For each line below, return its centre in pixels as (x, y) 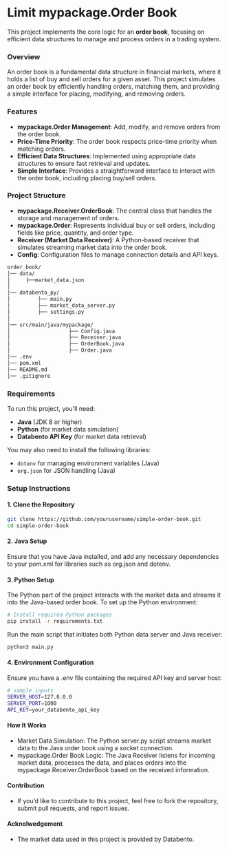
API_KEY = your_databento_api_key (53, 710)
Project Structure (36, 195)
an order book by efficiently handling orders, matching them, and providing (113, 87)
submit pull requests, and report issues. (73, 808)
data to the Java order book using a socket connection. (95, 747)
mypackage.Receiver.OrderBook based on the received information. (113, 769)
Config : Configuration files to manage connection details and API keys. (118, 254)
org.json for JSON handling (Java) (66, 470)
